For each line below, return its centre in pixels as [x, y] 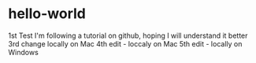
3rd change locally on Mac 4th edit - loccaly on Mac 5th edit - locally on [125, 43]
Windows [24, 52]
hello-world [47, 14]
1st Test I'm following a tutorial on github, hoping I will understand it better [128, 35]
